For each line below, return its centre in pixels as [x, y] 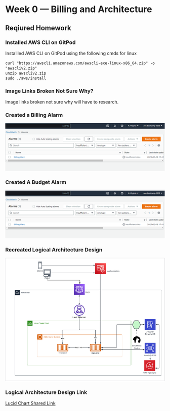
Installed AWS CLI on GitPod [40, 42]
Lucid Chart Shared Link [30, 403]
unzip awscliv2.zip [26, 73]
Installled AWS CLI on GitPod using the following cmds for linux [71, 53]
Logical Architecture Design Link [46, 392]
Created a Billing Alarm [34, 115]
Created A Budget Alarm [36, 182]
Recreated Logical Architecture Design [54, 249]
